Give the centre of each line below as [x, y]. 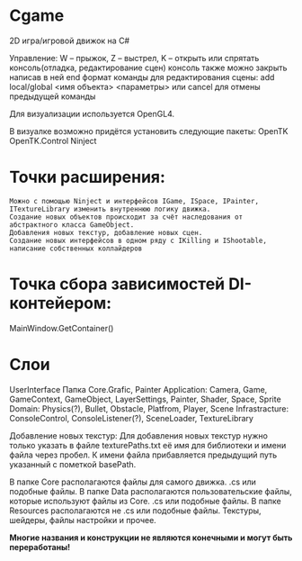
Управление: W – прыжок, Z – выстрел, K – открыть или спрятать [134, 58]
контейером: [61, 303]
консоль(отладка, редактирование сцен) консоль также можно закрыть [148, 68]
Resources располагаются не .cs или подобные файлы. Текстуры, [136, 511]
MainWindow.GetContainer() [62, 328]
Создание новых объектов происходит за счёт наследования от [126, 217]
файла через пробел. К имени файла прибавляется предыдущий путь [143, 455]
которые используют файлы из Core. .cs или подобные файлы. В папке [145, 501]
